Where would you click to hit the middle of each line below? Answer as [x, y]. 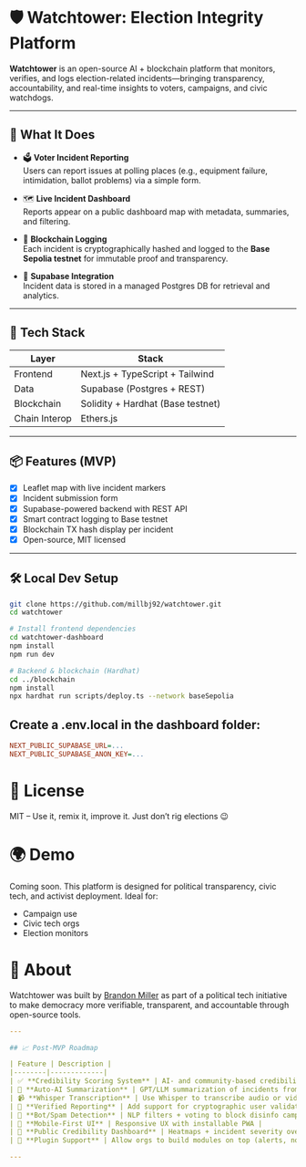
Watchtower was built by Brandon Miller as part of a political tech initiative [148, 995]
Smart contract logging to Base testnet [95, 519]
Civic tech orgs [51, 923]
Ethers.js [99, 418]
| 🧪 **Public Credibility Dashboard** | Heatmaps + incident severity [146, 1132]
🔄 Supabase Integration [68, 276]
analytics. [41, 295]
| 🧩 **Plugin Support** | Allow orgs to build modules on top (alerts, [148, 1141]
